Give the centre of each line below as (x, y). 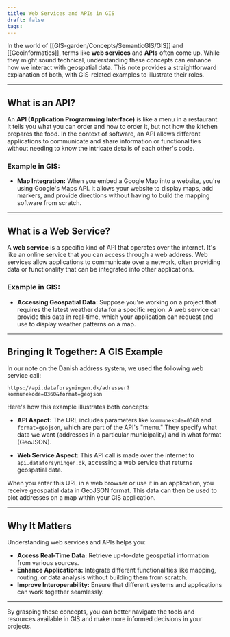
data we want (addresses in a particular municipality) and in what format (119, 435)
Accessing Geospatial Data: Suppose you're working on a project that (117, 302)
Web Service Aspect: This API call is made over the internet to (106, 455)
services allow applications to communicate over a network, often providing (114, 262)
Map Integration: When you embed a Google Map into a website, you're (119, 181)
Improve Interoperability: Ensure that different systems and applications (119, 585)
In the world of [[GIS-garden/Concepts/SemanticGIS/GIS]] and (95, 46)
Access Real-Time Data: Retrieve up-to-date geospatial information (113, 555)
